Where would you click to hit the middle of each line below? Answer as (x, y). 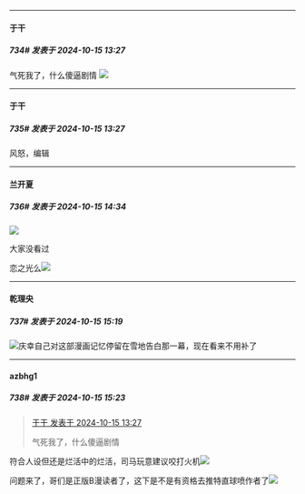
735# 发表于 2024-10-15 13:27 (67, 128)
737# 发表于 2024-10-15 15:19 (66, 321)
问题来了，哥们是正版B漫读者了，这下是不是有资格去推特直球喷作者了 (139, 480)
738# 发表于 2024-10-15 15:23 (68, 398)
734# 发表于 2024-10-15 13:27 (67, 50)
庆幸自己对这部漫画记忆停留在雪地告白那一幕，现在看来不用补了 (138, 346)
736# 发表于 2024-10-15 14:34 (68, 207)
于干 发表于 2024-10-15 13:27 (87, 422)
